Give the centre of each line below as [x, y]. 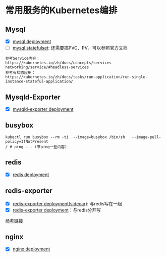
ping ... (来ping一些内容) [41, 147]
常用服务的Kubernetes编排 [61, 10]
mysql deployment [32, 41]
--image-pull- [146, 137]
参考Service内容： [23, 59]
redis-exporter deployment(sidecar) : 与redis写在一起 [67, 203]
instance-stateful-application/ [39, 81]
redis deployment [31, 175]
